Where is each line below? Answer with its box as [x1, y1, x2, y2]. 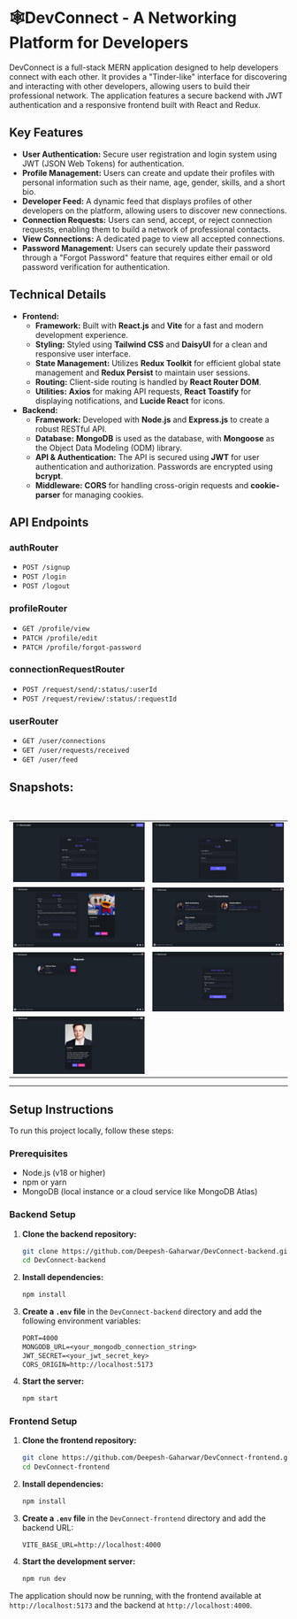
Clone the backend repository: [21, 1228, 137, 1239]
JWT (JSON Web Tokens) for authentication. [21, 157, 185, 169]
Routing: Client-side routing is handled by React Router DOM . [34, 376, 262, 387]
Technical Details [9, 288, 107, 303]
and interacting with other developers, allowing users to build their [9, 81, 250, 91]
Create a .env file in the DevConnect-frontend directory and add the [21, 1513, 267, 1523]
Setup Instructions [9, 1101, 114, 1116]
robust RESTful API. [34, 423, 108, 434]
